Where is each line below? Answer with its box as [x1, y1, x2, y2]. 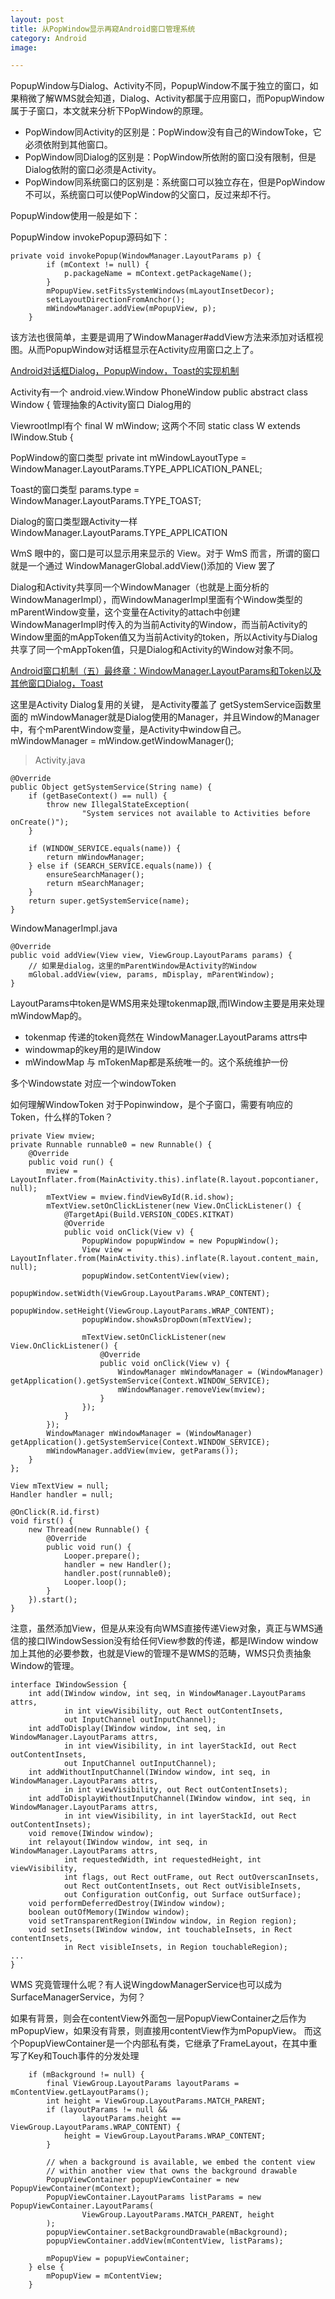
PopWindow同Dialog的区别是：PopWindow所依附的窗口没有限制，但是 [24, 151, 317, 163]
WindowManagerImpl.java [10, 922, 118, 935]
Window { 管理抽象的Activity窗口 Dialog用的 [10, 399, 192, 411]
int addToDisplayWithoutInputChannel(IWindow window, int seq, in [28, 1794, 311, 1804]
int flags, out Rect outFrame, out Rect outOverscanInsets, [63, 1872, 320, 1883]
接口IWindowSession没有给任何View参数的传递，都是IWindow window [27, 1635, 319, 1647]
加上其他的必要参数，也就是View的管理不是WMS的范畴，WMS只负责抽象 [10, 1647, 312, 1660]
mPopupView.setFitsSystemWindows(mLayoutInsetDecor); [46, 286, 275, 296]
